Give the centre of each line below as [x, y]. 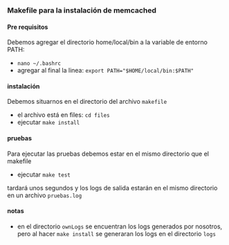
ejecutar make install [48, 122]
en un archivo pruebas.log [45, 195]
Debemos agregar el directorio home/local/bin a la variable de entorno [107, 42]
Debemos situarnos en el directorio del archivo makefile [87, 102]
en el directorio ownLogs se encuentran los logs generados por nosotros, [120, 226]
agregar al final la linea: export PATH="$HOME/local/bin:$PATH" [106, 71]
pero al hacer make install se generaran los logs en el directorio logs [117, 233]
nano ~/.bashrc [39, 64]
